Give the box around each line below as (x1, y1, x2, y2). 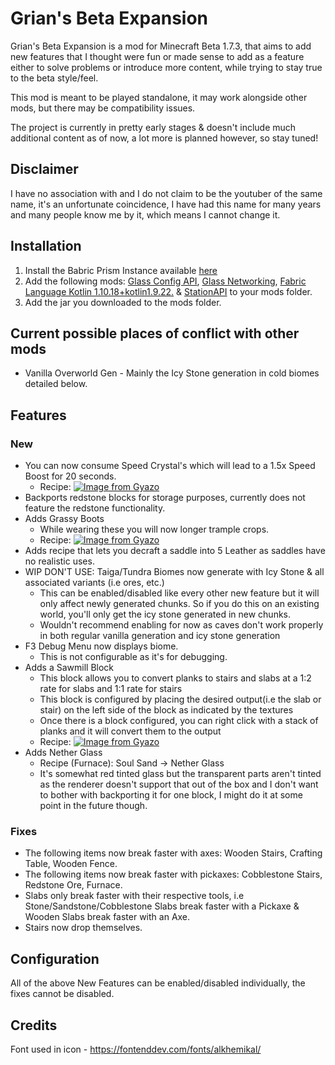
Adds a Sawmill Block (24, 662, 115, 674)
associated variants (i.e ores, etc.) (24, 577, 165, 589)
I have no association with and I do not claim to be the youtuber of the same (10, 187, 323, 199)
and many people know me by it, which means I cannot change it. (10, 208, 281, 221)
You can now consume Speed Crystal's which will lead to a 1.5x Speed (24, 460, 316, 472)
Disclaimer (10, 161, 79, 178)
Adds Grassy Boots (24, 513, 105, 525)
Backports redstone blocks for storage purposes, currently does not (24, 492, 306, 504)
